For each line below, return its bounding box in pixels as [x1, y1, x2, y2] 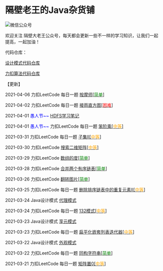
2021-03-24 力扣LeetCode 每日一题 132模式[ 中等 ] [5, 207, 107, 214]
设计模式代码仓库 [5, 60, 40, 66]
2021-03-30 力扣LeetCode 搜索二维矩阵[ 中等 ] [5, 144, 99, 150]
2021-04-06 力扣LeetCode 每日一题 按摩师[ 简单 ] [5, 91, 105, 97]
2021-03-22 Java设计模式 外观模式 [5, 239, 77, 245]
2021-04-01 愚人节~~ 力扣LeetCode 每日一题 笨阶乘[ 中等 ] [5, 123, 124, 129]
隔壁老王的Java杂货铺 [5, 4, 95, 16]
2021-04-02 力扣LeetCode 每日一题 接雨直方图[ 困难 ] [5, 102, 113, 108]
